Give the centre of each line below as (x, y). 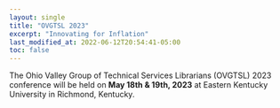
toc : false (29, 50)
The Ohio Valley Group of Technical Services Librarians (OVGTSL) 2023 (140, 75)
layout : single (37, 17)
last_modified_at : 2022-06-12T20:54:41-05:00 (95, 42)
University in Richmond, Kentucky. (72, 95)
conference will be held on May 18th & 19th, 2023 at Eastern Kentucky (139, 85)
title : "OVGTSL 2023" (49, 26)
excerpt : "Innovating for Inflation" (79, 34)
